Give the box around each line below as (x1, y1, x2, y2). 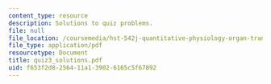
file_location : (8, 34, 60, 42)
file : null (8, 26, 45, 34)
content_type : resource (8, 11, 89, 20)
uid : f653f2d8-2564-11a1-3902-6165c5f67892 (8, 64, 157, 72)
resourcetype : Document (8, 49, 89, 57)
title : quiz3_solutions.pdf (8, 57, 103, 65)
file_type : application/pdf (8, 42, 103, 50)
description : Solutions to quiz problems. (8, 19, 153, 27)
